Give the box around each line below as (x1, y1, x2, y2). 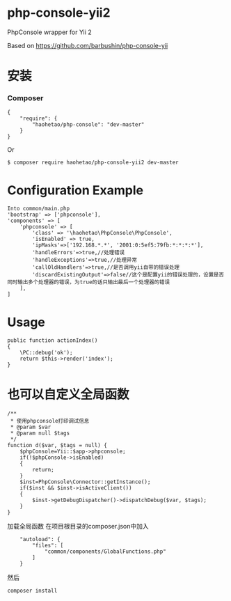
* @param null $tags (10, 430, 70, 437)
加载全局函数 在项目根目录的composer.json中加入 (7, 522, 149, 531)
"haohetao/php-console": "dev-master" (32, 121, 145, 128)
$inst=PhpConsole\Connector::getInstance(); (19, 478, 151, 485)
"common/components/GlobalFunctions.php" (44, 548, 167, 555)
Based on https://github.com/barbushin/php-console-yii (7, 41, 168, 49)
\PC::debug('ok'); (19, 350, 73, 357)
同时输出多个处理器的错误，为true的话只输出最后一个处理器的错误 (7, 279, 170, 286)
